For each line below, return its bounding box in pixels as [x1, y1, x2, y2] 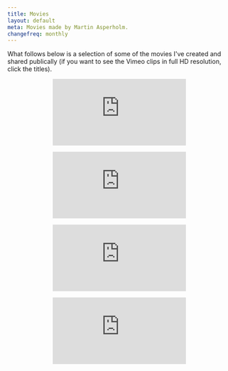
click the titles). [7, 65, 52, 73]
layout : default [7, 17, 55, 24]
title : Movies [7, 10, 50, 18]
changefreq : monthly [7, 30, 69, 38]
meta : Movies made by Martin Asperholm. [7, 23, 129, 31]
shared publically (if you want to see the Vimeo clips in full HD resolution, [7, 58, 222, 66]
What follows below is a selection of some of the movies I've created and [7, 50, 222, 58]
